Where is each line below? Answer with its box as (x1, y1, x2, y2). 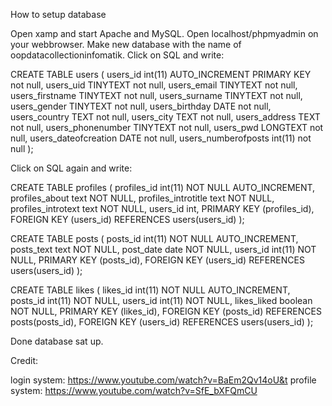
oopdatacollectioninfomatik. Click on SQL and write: (10, 49, 225, 61)
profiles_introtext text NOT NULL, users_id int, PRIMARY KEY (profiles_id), (10, 203, 315, 214)
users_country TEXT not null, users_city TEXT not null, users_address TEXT (10, 111, 321, 123)
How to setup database (10, 9, 107, 20)
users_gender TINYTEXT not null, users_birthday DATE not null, (10, 100, 272, 112)
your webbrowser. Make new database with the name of (10, 39, 242, 50)
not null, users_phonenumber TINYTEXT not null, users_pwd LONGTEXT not (10, 122, 324, 133)
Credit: (10, 355, 39, 366)
